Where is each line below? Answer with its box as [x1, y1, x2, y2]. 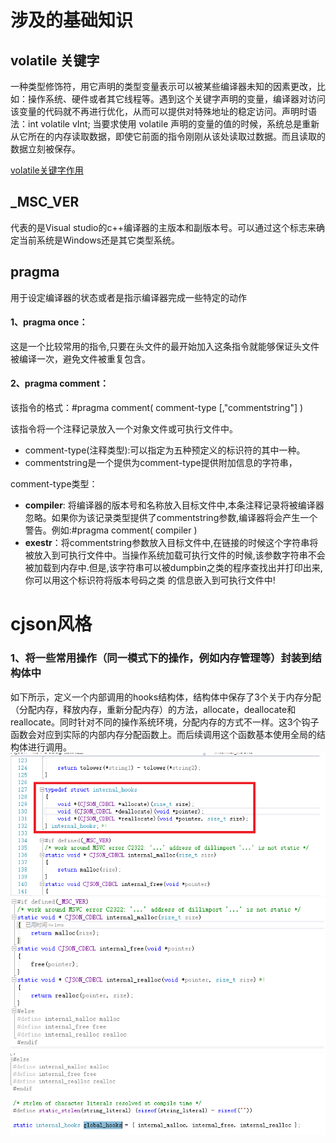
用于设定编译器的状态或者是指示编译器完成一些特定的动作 [10, 291, 247, 303]
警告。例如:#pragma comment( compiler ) [24, 524, 198, 536]
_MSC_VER [10, 194, 80, 211]
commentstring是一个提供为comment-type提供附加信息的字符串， [24, 457, 298, 469]
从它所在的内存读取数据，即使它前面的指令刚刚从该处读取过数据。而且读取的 [10, 131, 326, 142]
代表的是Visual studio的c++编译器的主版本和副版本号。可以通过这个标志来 [10, 221, 317, 233]
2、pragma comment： [10, 377, 109, 390]
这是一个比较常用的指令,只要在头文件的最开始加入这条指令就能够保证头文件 [10, 340, 320, 352]
